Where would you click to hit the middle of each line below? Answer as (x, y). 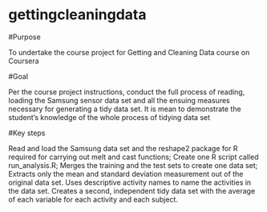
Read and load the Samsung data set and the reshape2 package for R (123, 148)
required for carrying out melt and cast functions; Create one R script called (133, 157)
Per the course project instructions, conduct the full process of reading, (127, 92)
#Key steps (27, 133)
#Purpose (25, 37)
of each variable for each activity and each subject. (93, 199)
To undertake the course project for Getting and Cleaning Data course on (129, 52)
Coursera (24, 61)
